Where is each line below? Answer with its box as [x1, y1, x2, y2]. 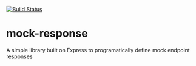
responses [6, 53, 33, 60]
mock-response [6, 27, 88, 40]
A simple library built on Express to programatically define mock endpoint [6, 46, 190, 53]
